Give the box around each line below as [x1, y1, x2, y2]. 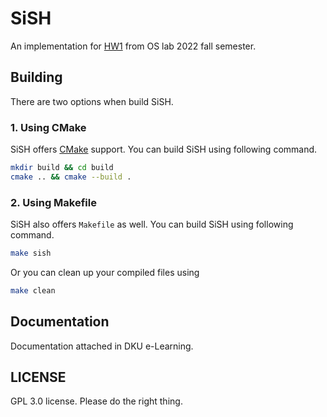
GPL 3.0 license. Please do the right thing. [10, 395, 183, 407]
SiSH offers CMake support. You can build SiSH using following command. [10, 143, 318, 156]
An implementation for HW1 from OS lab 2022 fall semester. [10, 40, 257, 52]
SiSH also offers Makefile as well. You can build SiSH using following [10, 218, 294, 231]
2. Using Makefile [10, 195, 97, 209]
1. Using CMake [10, 120, 87, 134]
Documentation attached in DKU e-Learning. [10, 340, 194, 352]
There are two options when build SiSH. [10, 95, 174, 107]
